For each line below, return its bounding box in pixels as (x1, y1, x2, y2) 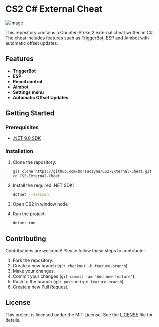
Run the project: (12, 211, 46, 217)
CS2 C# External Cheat (5, 3, 103, 15)
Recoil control (12, 78, 43, 84)
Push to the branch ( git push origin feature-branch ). (12, 279, 125, 285)
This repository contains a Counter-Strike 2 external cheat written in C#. (5, 29, 154, 35)
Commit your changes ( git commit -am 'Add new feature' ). (12, 273, 136, 279)
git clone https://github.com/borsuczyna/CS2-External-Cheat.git (12, 169, 152, 174)
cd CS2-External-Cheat (12, 173, 60, 178)
